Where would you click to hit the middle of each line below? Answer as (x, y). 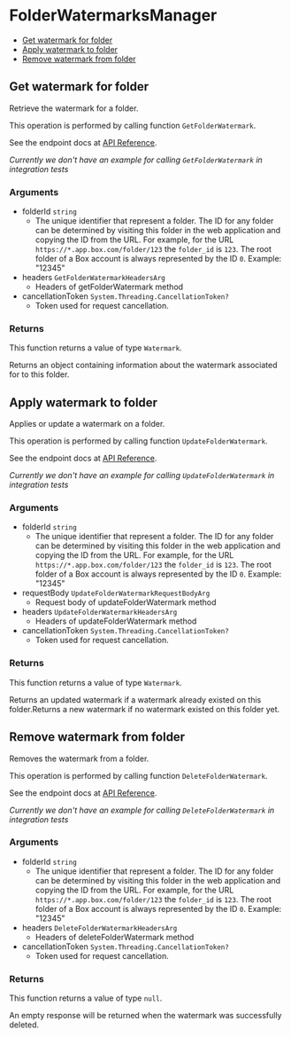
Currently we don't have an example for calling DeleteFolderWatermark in (142, 810)
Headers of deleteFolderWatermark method (115, 937)
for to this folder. (39, 374)
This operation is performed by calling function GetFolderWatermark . (133, 125)
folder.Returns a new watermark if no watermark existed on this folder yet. (145, 709)
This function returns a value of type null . (86, 998)
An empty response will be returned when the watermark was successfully (145, 1016)
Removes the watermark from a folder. (79, 758)
